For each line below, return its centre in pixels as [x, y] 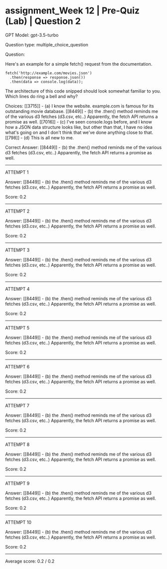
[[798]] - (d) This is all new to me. [40, 137]
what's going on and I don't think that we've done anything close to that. [79, 132]
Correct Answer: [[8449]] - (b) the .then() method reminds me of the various [83, 147]
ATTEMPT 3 [17, 250]
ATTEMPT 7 [17, 405]
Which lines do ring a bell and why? [42, 96]
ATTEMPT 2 [17, 211]
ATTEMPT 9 [17, 483]
